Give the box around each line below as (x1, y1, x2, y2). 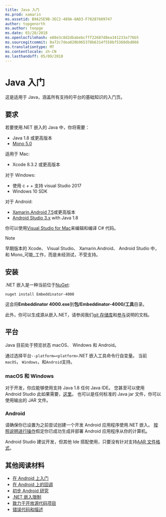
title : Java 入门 (5, 7, 40, 12)
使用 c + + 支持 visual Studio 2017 (12, 183, 82, 189)
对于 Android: (5, 199, 33, 205)
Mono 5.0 (12, 141, 32, 147)
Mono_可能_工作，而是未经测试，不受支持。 (10, 252, 101, 258)
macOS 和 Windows (5, 372, 54, 379)
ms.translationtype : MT (5, 44, 55, 49)
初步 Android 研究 (12, 488, 49, 494)
